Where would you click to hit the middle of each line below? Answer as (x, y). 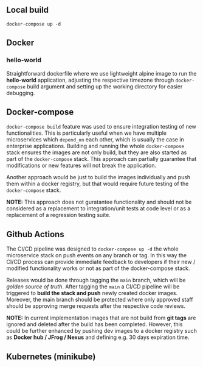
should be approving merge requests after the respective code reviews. (96, 306)
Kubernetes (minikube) (51, 356)
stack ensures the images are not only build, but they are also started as (97, 152)
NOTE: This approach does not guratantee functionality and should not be (99, 202)
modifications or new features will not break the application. (81, 166)
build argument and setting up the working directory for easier (105, 86)
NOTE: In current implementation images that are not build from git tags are (101, 318)
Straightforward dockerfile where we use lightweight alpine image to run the (101, 73)
